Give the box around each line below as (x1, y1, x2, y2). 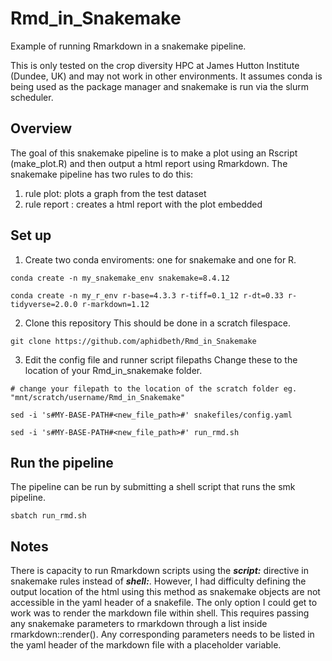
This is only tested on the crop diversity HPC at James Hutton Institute (10, 59, 300, 71)
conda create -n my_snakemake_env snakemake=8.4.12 (10, 273, 230, 283)
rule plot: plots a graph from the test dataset (24, 187, 207, 199)
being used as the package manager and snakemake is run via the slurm (10, 80, 310, 92)
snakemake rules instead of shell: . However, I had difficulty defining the (10, 575, 307, 587)
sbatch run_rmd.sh (10, 511, 87, 521)
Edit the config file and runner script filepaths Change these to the (24, 353, 298, 366)
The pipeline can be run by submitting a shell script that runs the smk (10, 481, 296, 493)
